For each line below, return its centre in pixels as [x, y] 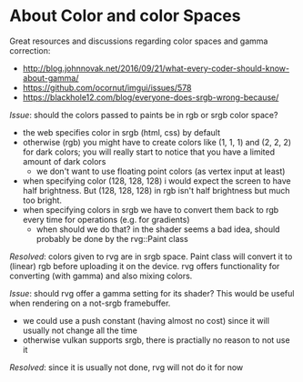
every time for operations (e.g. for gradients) [106, 219]
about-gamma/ [50, 77]
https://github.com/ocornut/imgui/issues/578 [107, 87]
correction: [30, 50]
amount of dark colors [64, 161]
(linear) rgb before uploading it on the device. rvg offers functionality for [145, 266]
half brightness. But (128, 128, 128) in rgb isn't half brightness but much [156, 190]
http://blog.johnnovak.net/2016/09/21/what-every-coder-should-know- [156, 68]
